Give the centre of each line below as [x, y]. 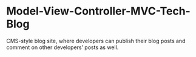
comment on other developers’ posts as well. [63, 47]
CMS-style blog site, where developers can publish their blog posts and [96, 41]
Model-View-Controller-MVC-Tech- [99, 11]
